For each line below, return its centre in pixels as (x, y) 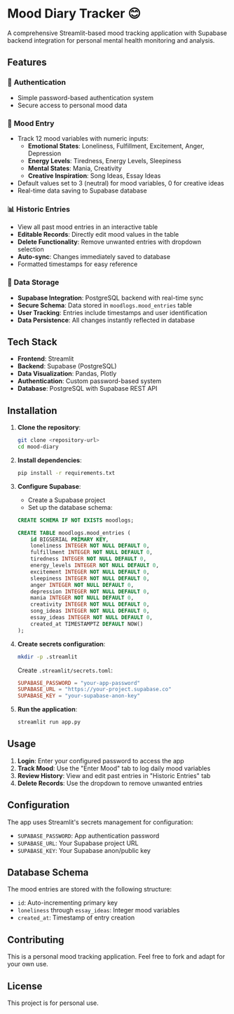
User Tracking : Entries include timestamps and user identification (112, 312)
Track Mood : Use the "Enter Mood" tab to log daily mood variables (114, 768)
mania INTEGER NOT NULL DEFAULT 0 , (82, 598)
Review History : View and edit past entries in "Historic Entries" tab (114, 775)
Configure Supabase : (49, 486)
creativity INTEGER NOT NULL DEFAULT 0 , (90, 604)
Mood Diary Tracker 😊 (74, 14)
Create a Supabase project (67, 500)
